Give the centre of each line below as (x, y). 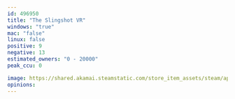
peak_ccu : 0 (24, 66)
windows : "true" (31, 26)
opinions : (22, 84)
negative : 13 (26, 53)
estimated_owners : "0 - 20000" (53, 59)
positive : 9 (24, 46)
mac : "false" (26, 33)
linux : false (26, 40)
